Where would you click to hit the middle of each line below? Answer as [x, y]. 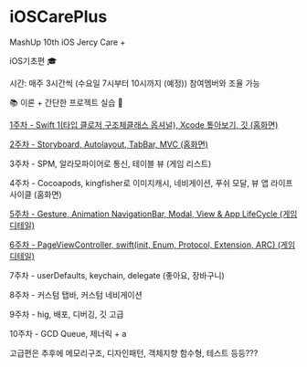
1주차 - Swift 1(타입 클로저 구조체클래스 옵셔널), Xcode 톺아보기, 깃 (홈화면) [144, 124]
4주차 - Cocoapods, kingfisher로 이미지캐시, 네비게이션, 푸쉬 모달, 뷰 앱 [139, 183]
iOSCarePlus [58, 17]
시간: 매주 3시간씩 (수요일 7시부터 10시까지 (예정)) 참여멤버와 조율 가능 [135, 83]
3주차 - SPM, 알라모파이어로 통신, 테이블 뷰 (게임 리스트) [111, 163]
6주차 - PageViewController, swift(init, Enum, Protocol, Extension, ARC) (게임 [153, 245]
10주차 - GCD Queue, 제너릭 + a [68, 333]
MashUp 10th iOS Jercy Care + [68, 42]
